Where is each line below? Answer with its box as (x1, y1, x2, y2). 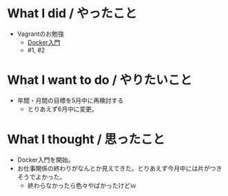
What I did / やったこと (7, 6, 138, 21)
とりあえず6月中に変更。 (27, 105, 99, 113)
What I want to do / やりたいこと (7, 72, 193, 88)
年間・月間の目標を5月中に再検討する (17, 96, 124, 105)
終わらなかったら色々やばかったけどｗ (27, 181, 136, 189)
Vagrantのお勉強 (17, 30, 64, 38)
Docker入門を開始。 (17, 155, 74, 164)
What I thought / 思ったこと (7, 131, 165, 147)
